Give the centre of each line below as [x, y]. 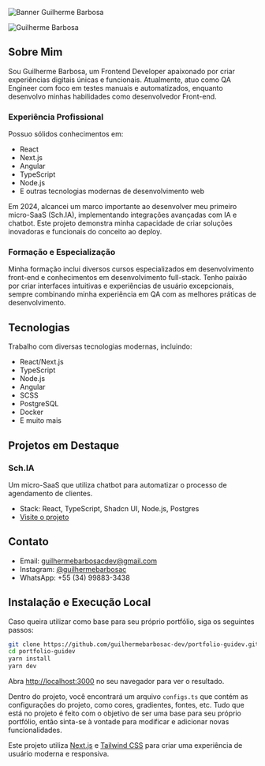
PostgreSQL [39, 404]
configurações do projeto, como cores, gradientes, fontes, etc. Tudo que [126, 705]
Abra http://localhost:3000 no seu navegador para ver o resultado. [116, 682]
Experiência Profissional [56, 117]
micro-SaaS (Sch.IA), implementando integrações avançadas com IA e [123, 215]
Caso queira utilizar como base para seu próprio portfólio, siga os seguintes [131, 621]
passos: [21, 630]
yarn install [30, 659]
